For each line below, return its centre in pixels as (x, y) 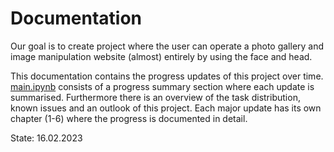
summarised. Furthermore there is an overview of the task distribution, (155, 97)
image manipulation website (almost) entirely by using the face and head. (161, 56)
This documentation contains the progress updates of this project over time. (167, 76)
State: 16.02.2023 (46, 138)
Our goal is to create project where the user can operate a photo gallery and (167, 46)
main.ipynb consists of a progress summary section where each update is (162, 86)
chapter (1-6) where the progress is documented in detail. (129, 118)
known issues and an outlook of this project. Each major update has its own (166, 108)
